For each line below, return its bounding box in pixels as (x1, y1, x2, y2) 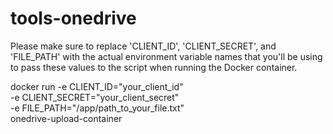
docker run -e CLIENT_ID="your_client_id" (10, 80, 184, 92)
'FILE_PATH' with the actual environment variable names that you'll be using (10, 50, 323, 62)
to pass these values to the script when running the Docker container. (10, 61, 298, 73)
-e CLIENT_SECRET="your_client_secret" (10, 91, 180, 103)
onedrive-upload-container (10, 112, 123, 124)
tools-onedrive (10, 7, 137, 30)
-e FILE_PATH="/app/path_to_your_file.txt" (10, 102, 185, 114)
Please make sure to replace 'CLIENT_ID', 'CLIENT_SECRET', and (10, 40, 277, 52)
